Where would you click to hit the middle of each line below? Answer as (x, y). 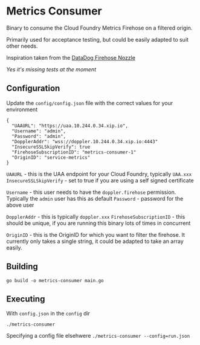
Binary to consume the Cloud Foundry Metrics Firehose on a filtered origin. (99, 28)
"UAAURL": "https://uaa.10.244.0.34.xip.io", (70, 126)
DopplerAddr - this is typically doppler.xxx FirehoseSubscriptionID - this (96, 216)
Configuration (33, 89)
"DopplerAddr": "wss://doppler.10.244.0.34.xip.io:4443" (85, 141)
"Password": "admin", (39, 136)
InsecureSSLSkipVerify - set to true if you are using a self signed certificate (100, 180)
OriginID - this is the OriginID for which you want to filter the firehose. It (96, 234)
